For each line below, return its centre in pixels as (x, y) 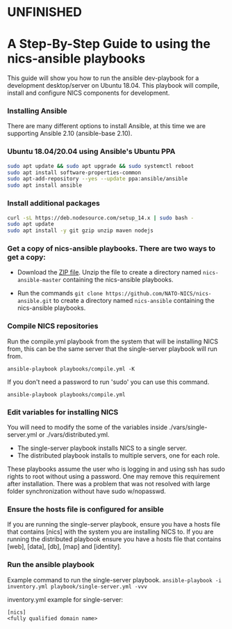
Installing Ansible (37, 111)
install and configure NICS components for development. (89, 93)
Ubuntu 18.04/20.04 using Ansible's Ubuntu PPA (91, 152)
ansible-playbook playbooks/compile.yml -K (71, 369)
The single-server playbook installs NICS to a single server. (102, 448)
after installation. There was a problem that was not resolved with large (109, 484)
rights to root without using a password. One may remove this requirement (114, 476)
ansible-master (39, 280)
